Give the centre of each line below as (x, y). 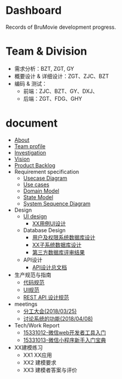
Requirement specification (47, 172)
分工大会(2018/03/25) (50, 311)
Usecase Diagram (45, 178)
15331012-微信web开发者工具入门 (65, 332)
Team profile (30, 146)
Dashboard (34, 10)
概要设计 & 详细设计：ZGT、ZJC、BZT (62, 76)
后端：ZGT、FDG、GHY (53, 98)
